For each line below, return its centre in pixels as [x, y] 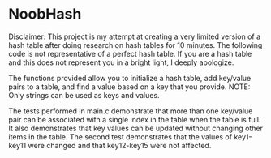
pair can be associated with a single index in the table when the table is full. [135, 119]
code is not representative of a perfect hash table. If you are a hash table [130, 53]
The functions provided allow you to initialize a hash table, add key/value [130, 78]
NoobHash [45, 14]
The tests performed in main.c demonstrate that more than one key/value [131, 111]
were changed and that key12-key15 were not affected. [120, 145]
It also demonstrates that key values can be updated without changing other [136, 128]
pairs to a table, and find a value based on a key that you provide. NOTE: [129, 87]
